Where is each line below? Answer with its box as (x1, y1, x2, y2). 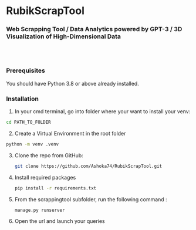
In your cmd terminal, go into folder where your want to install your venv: (14, 108, 191, 115)
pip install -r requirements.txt (14, 185, 97, 191)
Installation (6, 94, 39, 103)
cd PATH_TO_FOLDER (6, 119, 51, 126)
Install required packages (14, 174, 76, 181)
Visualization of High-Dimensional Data (6, 32, 121, 40)
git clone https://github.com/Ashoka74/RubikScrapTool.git (14, 163, 163, 169)
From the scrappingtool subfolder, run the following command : (14, 195, 167, 203)
